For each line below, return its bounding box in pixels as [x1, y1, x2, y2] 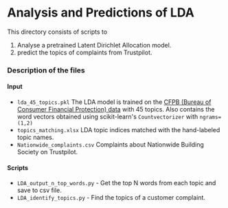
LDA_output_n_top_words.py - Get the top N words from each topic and [16, 179, 216, 187]
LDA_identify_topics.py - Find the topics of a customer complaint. [16, 194, 206, 202]
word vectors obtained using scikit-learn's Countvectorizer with [16, 112, 198, 121]
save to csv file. [16, 186, 62, 194]
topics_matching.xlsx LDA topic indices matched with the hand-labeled [16, 126, 220, 134]
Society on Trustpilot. [16, 148, 78, 156]
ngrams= [199, 114, 222, 121]
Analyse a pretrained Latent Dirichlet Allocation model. [16, 41, 172, 49]
